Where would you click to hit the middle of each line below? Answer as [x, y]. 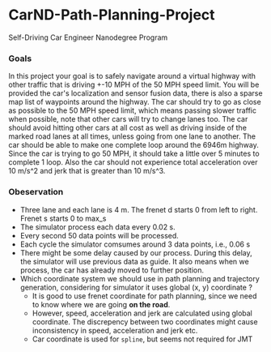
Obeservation [36, 192]
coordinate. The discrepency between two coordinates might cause [145, 321]
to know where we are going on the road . [101, 304]
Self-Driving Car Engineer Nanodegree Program [88, 37]
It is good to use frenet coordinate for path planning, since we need [144, 296]
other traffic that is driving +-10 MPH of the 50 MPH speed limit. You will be [134, 85]
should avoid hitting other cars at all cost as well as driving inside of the [127, 128]
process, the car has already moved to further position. [112, 270]
